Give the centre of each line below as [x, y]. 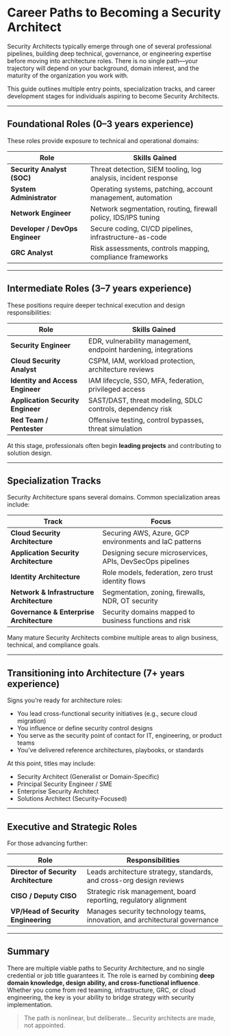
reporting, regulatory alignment [137, 900]
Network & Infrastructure [52, 592]
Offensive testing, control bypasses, [146, 420]
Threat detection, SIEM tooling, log [146, 169]
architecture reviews [121, 369]
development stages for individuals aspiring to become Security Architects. [113, 96]
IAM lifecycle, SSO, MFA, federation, [146, 381]
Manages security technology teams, [146, 911]
